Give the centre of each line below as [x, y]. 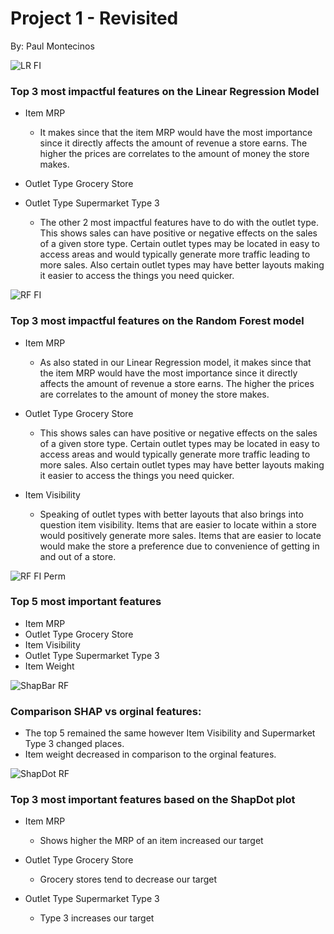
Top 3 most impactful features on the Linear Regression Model [165, 91]
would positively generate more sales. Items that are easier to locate [180, 535]
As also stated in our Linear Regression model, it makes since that [175, 362]
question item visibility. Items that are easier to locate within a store [178, 524]
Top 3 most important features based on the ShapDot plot [153, 800]
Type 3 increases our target [97, 918]
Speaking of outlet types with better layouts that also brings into [171, 514]
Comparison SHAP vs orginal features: [106, 711]
